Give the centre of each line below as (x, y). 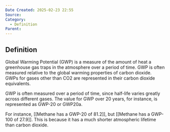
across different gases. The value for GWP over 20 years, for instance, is (81, 99)
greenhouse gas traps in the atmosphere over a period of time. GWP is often (85, 67)
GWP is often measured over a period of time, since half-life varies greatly (83, 93)
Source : (13, 15)
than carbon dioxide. (27, 125)
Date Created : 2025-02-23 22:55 (39, 10)
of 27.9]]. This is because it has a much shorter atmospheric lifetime (85, 119)
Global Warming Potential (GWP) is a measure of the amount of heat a (78, 62)
